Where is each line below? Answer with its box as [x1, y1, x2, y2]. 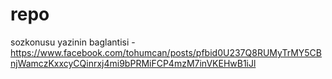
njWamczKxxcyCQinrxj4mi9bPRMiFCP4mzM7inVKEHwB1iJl [10, 57, 257, 69]
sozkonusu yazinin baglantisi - [10, 36, 136, 48]
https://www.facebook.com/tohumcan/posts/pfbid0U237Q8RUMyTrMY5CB [10, 46, 322, 58]
